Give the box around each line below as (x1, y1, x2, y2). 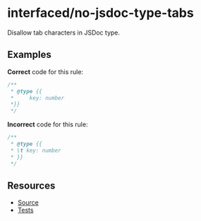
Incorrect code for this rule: (7, 120, 88, 129)
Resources (7, 179, 56, 191)
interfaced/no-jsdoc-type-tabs (7, 5, 194, 21)
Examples (7, 49, 51, 61)
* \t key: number (10, 147, 61, 154)
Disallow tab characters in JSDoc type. (7, 28, 121, 37)
